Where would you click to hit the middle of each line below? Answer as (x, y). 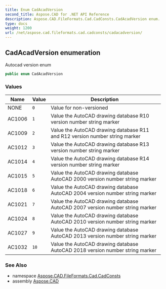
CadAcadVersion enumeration (53, 53)
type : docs (16, 24)
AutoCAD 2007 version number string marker (104, 207)
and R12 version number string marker (96, 136)
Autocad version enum (28, 64)
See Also (16, 265)
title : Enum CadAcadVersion (34, 10)
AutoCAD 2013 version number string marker (104, 236)
